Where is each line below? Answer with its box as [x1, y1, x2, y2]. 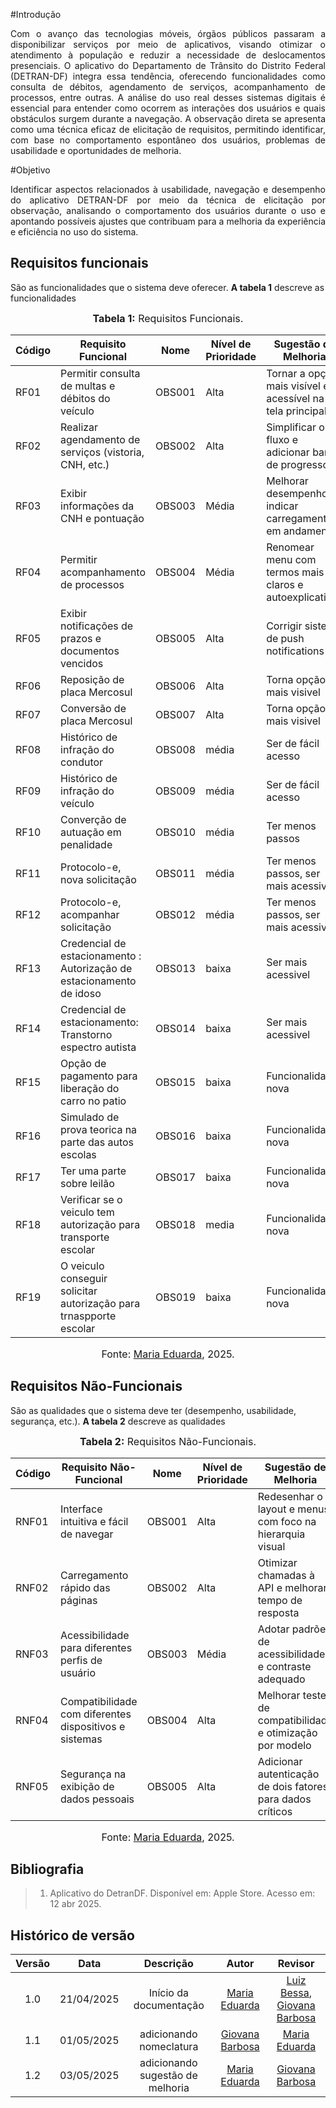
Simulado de [60, 1110, 120, 1124]
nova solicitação [60, 872, 137, 886]
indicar [266, 499, 299, 513]
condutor [60, 755, 104, 769]
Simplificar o [266, 420, 325, 434]
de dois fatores [257, 1779, 329, 1793]
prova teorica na [60, 1122, 138, 1136]
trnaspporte [60, 1309, 117, 1323]
